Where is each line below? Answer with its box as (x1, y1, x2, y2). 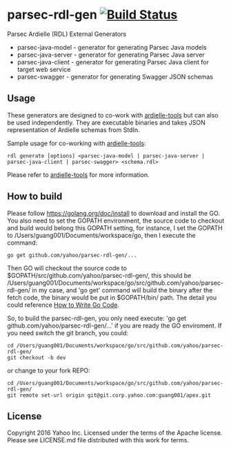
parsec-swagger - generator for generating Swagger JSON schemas (17, 73, 214, 81)
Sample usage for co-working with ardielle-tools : (7, 139, 146, 147)
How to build (7, 191, 63, 203)
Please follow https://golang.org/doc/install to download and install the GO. (7, 209, 221, 217)
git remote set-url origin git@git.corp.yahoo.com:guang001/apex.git (7, 391, 212, 399)
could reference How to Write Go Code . (7, 301, 119, 309)
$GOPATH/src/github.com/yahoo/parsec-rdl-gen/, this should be (7, 271, 192, 279)
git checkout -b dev (7, 354, 67, 361)
